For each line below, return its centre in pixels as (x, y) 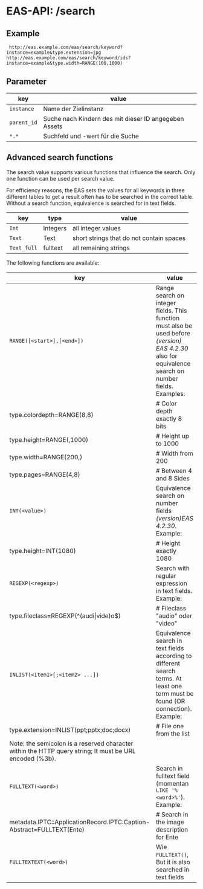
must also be (174, 326)
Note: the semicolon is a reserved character (71, 743)
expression (172, 583)
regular (166, 575)
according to (174, 656)
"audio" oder (174, 616)
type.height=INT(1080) (43, 551)
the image (170, 822)
